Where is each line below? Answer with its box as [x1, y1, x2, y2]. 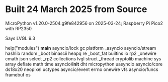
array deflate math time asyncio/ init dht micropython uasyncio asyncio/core [5, 61, 163, 67]
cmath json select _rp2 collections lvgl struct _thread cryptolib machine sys [5, 55, 161, 61]
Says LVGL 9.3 [5, 35, 35, 41]
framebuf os [5, 71, 31, 77]
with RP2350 [5, 25, 32, 31]
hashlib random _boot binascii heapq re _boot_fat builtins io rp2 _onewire [5, 50, 157, 56]
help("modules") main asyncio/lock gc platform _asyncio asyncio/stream [5, 45, 156, 51]
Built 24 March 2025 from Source [5, 4, 147, 15]
